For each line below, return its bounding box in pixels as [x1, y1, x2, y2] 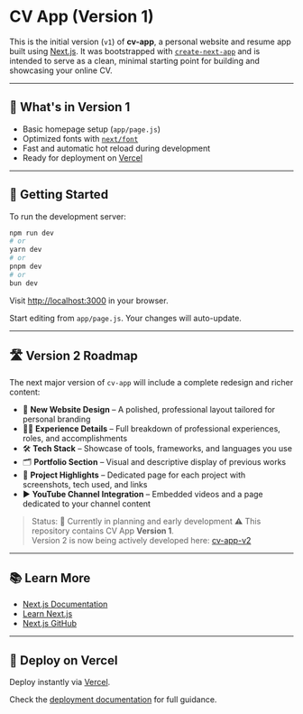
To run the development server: [9, 210, 126, 222]
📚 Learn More [9, 570, 91, 586]
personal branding [22, 413, 91, 424]
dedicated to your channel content [22, 498, 151, 509]
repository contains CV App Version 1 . [31, 525, 174, 536]
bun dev [9, 278, 39, 288]
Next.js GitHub [22, 618, 78, 629]
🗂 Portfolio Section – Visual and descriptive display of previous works [22, 456, 287, 467]
